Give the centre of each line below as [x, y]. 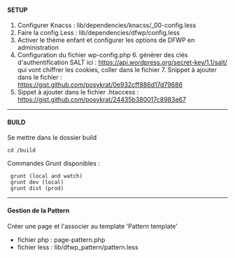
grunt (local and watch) [46, 176]
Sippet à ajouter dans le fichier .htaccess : [78, 92]
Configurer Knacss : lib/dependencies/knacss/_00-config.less [107, 25]
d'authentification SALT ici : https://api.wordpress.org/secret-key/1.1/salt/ [122, 62]
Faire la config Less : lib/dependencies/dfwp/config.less [99, 33]
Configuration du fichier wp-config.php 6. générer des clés [102, 55]
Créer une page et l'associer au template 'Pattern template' [93, 226]
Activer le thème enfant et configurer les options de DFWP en [106, 40]
